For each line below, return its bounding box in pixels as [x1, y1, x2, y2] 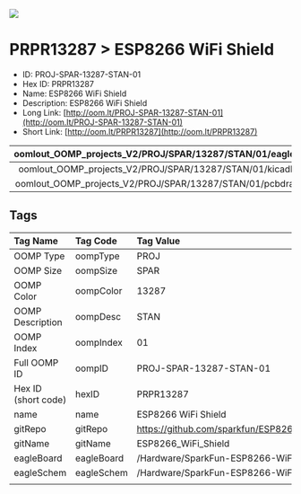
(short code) [13, 393, 67, 406]
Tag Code [74, 234, 118, 247]
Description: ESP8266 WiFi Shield [21, 97, 148, 108]
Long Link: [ [21, 107, 67, 118]
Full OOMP [13, 356, 59, 368]
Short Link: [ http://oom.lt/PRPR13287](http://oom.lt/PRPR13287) [21, 126, 258, 137]
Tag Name [13, 234, 58, 247]
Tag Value [136, 234, 181, 247]
